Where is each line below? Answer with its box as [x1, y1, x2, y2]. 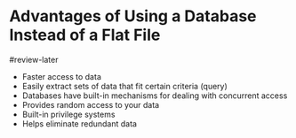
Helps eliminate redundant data [21, 118, 138, 129]
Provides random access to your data [21, 99, 160, 110]
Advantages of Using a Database [9, 6, 257, 27]
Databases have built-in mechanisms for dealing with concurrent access [21, 90, 288, 101]
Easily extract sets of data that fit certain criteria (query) [21, 80, 228, 91]
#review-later [9, 54, 59, 65]
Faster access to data [21, 71, 102, 81]
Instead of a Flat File [9, 25, 161, 45]
